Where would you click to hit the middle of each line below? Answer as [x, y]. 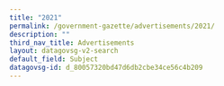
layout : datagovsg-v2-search [64, 51]
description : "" [40, 34]
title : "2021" [36, 17]
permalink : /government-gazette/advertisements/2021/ [112, 26]
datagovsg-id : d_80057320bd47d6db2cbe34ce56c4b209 [106, 68]
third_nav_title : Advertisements [72, 43]
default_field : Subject [54, 59]
